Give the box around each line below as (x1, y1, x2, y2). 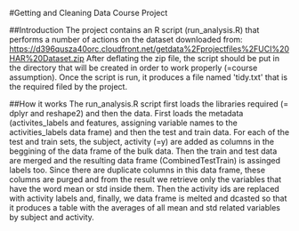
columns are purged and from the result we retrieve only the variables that (9, 174, 282, 185)
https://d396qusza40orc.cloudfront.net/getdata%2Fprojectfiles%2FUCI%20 (9, 44, 290, 54)
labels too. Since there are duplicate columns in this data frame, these (9, 164, 265, 175)
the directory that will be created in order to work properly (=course (9, 62, 258, 73)
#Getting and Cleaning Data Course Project (9, 8, 168, 18)
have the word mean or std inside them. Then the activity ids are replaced (9, 184, 280, 194)
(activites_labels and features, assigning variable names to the (9, 117, 238, 128)
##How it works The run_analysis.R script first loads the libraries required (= (9, 99, 289, 109)
